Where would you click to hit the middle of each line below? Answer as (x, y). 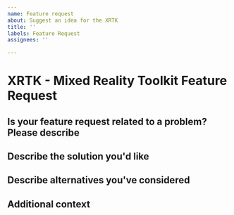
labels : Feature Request (44, 33)
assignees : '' (28, 40)
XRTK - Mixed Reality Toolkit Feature (117, 81)
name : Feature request (41, 14)
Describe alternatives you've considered (99, 180)
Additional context (49, 204)
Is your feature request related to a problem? (107, 121)
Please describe (43, 132)
